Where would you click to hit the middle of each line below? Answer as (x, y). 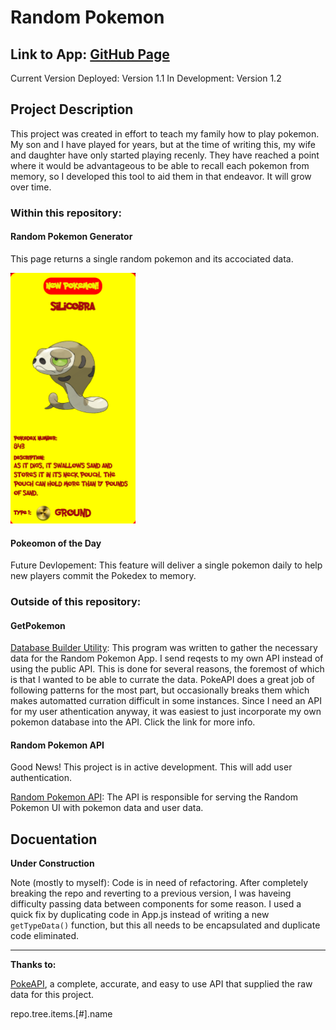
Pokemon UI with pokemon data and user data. (107, 808)
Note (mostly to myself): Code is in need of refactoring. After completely (159, 883)
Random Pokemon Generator (71, 237)
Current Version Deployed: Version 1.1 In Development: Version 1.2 (146, 78)
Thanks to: (33, 965)
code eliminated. (45, 936)
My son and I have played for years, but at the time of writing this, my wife (163, 144)
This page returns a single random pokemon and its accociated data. (152, 258)
